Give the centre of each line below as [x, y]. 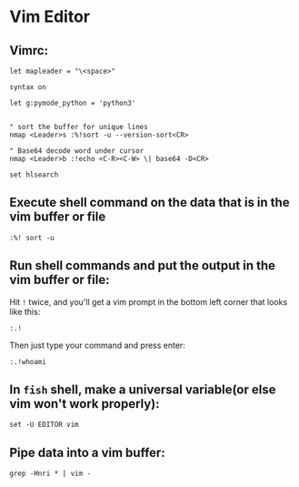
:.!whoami [28, 361]
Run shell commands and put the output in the [142, 266]
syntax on [28, 87]
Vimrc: [29, 51]
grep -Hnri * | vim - [50, 474]
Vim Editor [50, 17]
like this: [25, 311]
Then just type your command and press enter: [98, 345]
